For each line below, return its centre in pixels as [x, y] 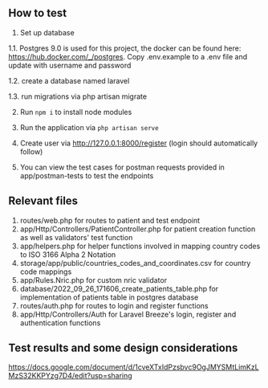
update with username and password [70, 65]
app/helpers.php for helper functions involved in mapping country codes [140, 246]
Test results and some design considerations [123, 348]
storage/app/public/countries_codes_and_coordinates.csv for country [135, 263]
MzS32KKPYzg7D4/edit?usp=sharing [70, 376]
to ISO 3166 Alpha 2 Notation [68, 254]
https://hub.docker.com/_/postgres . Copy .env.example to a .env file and [128, 56]
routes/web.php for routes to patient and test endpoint [110, 220]
